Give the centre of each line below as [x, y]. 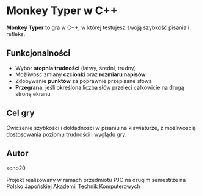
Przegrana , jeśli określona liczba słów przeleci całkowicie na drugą [99, 87]
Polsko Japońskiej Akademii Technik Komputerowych [73, 186]
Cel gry [20, 113]
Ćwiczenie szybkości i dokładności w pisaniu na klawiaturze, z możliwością [101, 128]
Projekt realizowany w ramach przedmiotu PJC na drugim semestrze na [96, 180]
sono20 [16, 168]
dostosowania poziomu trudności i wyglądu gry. [67, 134]
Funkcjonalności [38, 53]
